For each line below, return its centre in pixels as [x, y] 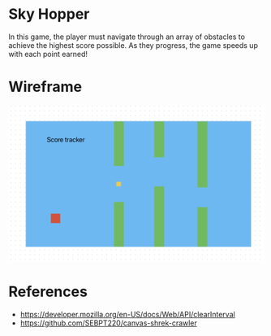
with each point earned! [48, 54]
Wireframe [45, 87]
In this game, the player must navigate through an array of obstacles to [127, 37]
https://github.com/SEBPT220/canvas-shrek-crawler [108, 323]
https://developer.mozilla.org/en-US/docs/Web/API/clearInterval [127, 314]
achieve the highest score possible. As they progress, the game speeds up [133, 45]
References [48, 292]
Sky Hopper [49, 14]
